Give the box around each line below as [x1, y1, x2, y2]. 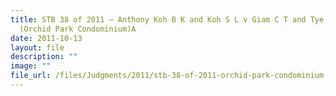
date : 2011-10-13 [10, 33, 83, 43]
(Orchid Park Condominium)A [19, 24, 137, 34]
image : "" [10, 61, 52, 71]
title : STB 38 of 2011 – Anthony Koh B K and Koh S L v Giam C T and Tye [10, 14, 325, 25]
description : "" [10, 52, 78, 62]
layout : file [10, 42, 65, 53]
